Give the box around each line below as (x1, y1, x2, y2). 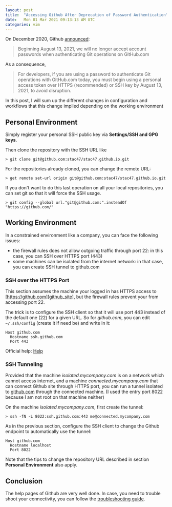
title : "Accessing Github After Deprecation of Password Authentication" (5, 12, 168, 17)
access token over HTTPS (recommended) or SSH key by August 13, (17, 82, 163, 88)
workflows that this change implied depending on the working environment (5, 103, 164, 109)
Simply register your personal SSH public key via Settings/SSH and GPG (5, 131, 159, 138)
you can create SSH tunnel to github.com (12, 264, 100, 270)
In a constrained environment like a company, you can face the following (5, 232, 158, 238)
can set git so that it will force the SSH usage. (5, 190, 101, 197)
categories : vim (5, 22, 40, 27)
